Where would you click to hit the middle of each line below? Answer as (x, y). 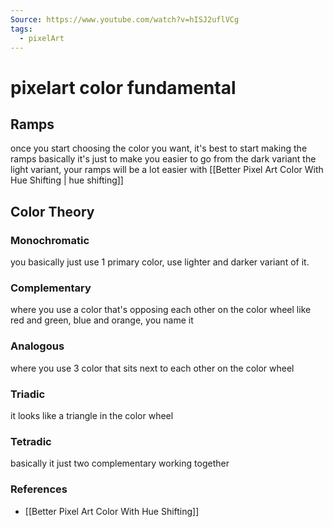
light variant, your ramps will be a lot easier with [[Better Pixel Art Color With (167, 170)
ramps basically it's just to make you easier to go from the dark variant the (163, 159)
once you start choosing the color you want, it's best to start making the (159, 148)
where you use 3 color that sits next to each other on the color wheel (152, 368)
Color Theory (52, 211)
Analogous (37, 346)
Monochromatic (50, 240)
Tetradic (31, 441)
